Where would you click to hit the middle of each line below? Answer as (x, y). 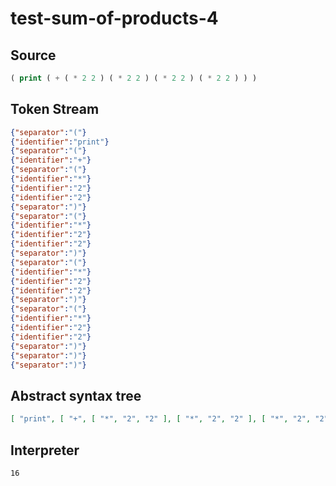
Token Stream (55, 109)
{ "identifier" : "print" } (60, 142)
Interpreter (45, 450)
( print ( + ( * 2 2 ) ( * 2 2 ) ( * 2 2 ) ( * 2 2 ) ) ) (134, 78)
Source (33, 55)
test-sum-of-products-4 (114, 18)
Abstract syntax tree (76, 395)
